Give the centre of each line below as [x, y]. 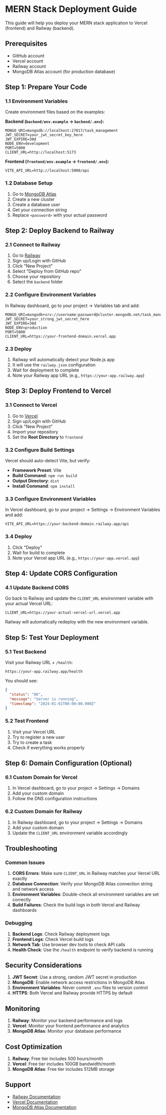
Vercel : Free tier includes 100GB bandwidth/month [64, 1064]
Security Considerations [44, 965]
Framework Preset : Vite [37, 470]
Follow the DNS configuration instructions [55, 799]
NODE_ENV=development [27, 144]
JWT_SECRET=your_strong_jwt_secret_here [47, 319]
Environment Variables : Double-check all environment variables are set [85, 894]
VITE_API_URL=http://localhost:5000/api [47, 171]
